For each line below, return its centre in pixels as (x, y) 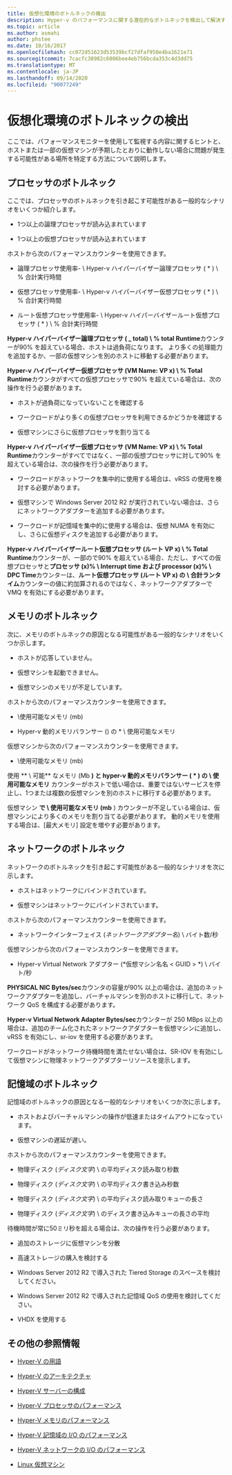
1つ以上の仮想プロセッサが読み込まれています (82, 239)
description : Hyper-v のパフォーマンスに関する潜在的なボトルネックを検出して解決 (114, 20)
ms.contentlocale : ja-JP (43, 71)
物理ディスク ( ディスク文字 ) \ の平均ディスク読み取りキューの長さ (110, 1199)
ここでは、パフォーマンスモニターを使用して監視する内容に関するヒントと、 (116, 141)
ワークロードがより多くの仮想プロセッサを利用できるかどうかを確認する (120, 417)
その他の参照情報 (43, 1343)
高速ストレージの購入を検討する (62, 1258)
